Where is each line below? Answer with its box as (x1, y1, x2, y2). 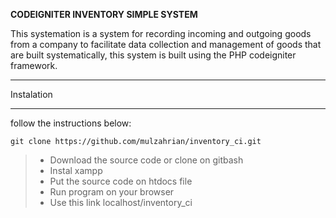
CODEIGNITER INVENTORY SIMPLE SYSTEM (10, 9, 198, 20)
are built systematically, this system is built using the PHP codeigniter (10, 49, 297, 61)
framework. (10, 60, 58, 71)
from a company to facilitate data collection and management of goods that (10, 39, 322, 50)
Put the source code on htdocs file (49, 175, 193, 187)
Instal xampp (49, 165, 103, 176)
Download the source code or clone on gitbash (49, 154, 244, 166)
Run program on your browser (49, 186, 175, 198)
